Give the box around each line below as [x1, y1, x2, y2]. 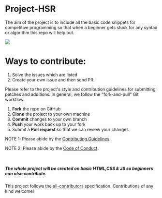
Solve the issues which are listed [12, 72, 77, 77]
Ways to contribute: [5, 56, 86, 67]
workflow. [5, 96, 25, 102]
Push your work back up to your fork [12, 121, 86, 127]
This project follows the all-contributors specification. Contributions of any [5, 183, 154, 189]
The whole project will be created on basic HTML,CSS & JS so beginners [5, 166, 153, 171]
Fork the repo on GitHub [12, 106, 61, 112]
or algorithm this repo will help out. [5, 30, 74, 35]
